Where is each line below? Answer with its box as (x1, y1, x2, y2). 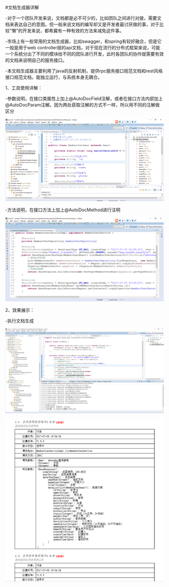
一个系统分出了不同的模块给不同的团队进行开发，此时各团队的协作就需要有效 (5, 51, 164, 57)
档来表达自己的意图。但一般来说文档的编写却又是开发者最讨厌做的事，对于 (5, 22, 159, 27)
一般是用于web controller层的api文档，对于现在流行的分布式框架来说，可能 (5, 45, 160, 50)
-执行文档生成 (5, 318, 34, 324)
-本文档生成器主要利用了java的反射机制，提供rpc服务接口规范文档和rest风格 (5, 68, 163, 74)
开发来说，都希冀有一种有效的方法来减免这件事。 (22, 28, 124, 34)
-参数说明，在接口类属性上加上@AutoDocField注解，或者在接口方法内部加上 (5, 96, 163, 102)
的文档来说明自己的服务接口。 (5, 57, 67, 63)
